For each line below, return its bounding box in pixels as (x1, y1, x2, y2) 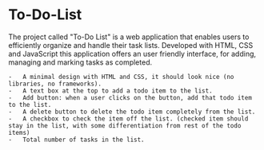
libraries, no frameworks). (8, 80, 102, 88)
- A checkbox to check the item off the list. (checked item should (8, 114, 249, 123)
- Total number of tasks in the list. (8, 136, 146, 144)
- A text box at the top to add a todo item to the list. (8, 86, 214, 95)
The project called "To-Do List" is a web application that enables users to (8, 32, 250, 41)
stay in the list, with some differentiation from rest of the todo (8, 121, 242, 129)
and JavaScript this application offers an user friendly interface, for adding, (8, 49, 257, 58)
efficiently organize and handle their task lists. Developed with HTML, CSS (8, 40, 254, 49)
